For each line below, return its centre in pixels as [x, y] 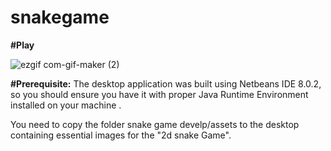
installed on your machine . [66, 105]
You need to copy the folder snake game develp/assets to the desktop [155, 124]
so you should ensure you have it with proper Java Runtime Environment [159, 94]
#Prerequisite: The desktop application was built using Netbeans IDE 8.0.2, [166, 83]
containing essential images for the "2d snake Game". [121, 135]
